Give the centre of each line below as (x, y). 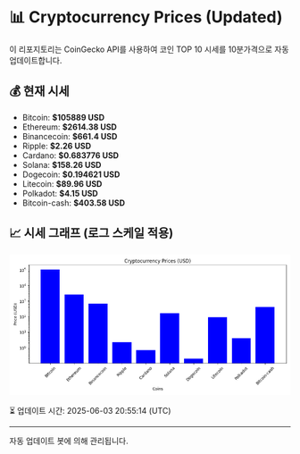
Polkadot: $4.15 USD (60, 193)
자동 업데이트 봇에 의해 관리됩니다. (69, 441)
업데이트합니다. (36, 60)
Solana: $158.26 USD (62, 164)
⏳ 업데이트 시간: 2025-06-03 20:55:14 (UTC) (90, 410)
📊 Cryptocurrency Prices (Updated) (146, 17)
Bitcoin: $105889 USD (63, 117)
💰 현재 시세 (39, 92)
